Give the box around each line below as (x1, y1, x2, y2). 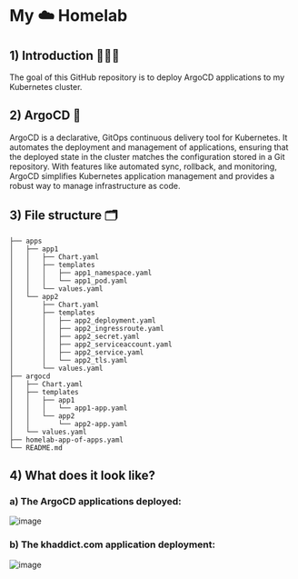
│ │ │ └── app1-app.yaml (9, 404, 128, 413)
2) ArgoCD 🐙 (9, 108, 82, 124)
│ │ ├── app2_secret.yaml (9, 332, 141, 341)
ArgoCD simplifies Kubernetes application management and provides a (9, 170, 275, 181)
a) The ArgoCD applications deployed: (9, 494, 182, 507)
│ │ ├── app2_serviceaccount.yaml (9, 340, 173, 349)
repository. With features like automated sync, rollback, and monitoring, (9, 161, 277, 172)
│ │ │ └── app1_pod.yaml (9, 276, 128, 285)
